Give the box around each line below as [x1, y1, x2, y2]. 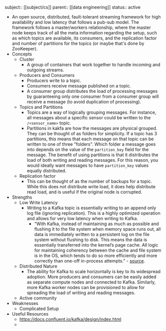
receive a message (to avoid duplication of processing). [26, 99, 142, 104]
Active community [19, 295, 57, 301]
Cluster [19, 56, 34, 62]
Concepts [11, 51, 32, 57]
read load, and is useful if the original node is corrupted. [26, 189, 143, 195]
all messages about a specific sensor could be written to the [26, 115, 151, 120]
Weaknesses [11, 301, 38, 306]
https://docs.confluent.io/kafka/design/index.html [19, 317, 122, 322]
